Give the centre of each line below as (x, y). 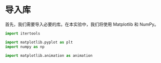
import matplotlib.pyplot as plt (39, 42)
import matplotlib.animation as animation (49, 55)
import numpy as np (25, 47)
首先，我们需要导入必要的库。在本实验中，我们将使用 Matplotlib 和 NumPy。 (82, 24)
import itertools (23, 33)
